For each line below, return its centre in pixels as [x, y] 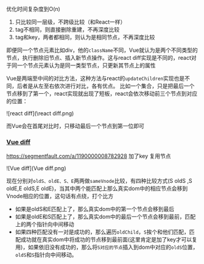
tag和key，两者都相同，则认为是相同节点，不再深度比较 [85, 37]
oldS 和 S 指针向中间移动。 [46, 255]
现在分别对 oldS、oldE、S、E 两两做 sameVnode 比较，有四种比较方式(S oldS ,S [100, 181]
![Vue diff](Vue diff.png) [36, 168]
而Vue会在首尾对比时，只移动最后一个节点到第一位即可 [76, 126]
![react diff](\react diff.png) [40, 113]
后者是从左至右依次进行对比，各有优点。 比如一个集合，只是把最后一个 [106, 86]
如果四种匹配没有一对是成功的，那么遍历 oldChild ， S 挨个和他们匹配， [102, 232]
